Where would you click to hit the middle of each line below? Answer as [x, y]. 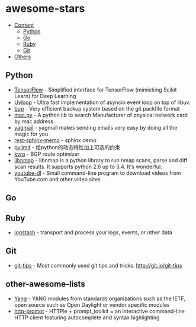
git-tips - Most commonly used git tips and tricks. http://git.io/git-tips [98, 265]
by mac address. [34, 121]
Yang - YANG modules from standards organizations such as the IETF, [100, 298]
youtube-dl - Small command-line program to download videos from [97, 173]
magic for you [31, 134]
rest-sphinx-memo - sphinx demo [55, 140]
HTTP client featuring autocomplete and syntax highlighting [87, 317]
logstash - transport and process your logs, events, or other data [93, 232]
